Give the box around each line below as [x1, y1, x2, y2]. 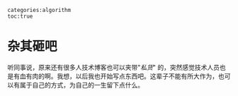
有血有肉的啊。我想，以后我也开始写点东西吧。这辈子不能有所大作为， [13, 71, 218, 80]
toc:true [7, 13, 33, 20]
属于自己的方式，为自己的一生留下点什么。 [19, 80, 144, 89]
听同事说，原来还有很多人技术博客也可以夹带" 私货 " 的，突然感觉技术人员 [7, 63, 220, 71]
